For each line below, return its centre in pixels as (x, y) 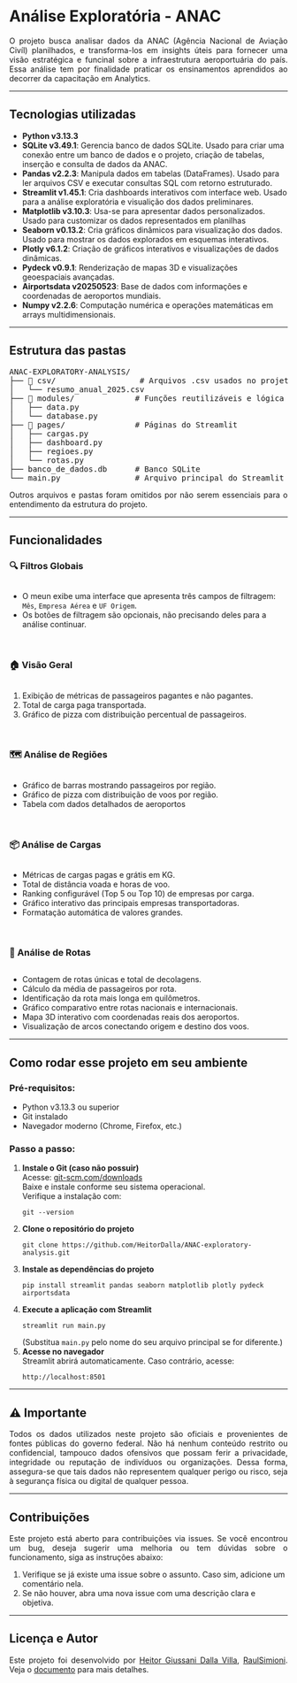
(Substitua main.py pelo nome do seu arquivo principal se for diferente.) (152, 1342)
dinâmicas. (42, 257)
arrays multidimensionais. (69, 314)
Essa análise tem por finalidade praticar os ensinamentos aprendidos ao (148, 69)
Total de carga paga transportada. (84, 704)
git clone (40, 1245)
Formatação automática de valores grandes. (103, 912)
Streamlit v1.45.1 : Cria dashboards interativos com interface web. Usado (154, 192)
